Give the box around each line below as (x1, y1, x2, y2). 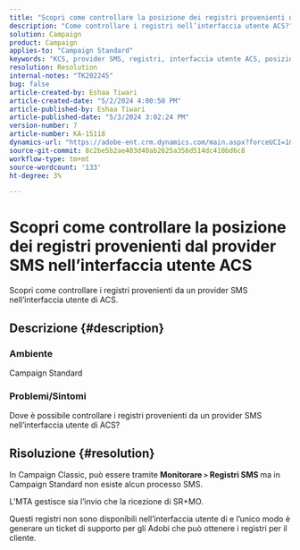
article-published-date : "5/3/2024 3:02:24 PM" (9, 113, 190, 122)
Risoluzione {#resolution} (9, 445, 155, 461)
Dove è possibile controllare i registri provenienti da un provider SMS (9, 410, 262, 421)
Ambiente (9, 347, 54, 360)
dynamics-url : (9, 138, 62, 147)
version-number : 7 (9, 122, 78, 131)
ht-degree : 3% (9, 171, 62, 180)
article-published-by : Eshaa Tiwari (9, 105, 146, 114)
